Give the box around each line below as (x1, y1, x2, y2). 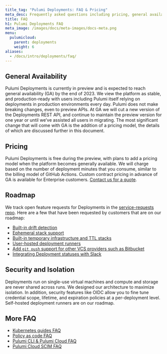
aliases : (5, 49, 23, 54)
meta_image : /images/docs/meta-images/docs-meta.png (5, 26, 117, 31)
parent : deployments (14, 40, 57, 45)
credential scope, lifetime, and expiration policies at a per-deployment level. (5, 295, 161, 301)
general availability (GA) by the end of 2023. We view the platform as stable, (5, 91, 162, 97)
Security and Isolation (5, 265, 75, 274)
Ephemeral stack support (12, 230, 64, 236)
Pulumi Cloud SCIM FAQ (12, 344, 62, 350)
